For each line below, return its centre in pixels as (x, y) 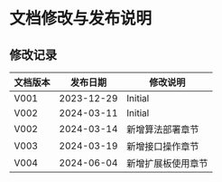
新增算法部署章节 (162, 129)
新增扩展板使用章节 (167, 163)
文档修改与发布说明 (81, 19)
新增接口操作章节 (162, 146)
